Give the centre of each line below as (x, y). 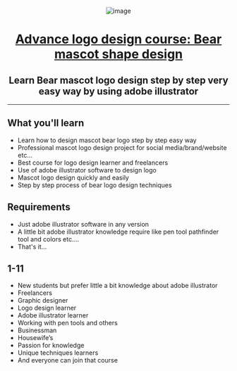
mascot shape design (119, 55)
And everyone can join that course (68, 360)
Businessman (37, 330)
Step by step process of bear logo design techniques (95, 185)
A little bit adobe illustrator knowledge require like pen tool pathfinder (118, 232)
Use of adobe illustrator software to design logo (87, 170)
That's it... (32, 246)
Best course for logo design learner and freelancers (93, 163)
